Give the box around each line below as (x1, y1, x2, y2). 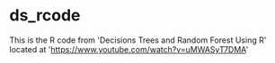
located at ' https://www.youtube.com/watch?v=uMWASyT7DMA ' (9, 43, 249, 54)
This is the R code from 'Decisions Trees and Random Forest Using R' (9, 35, 267, 45)
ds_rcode (9, 5, 81, 26)
